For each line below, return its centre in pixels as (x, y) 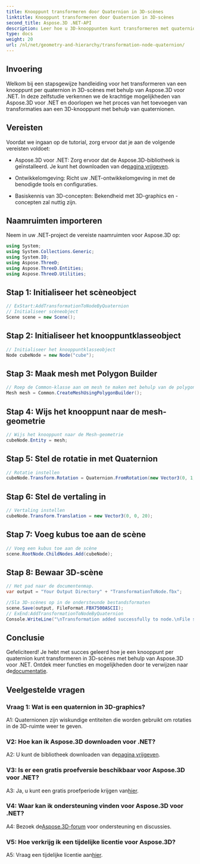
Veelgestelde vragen (46, 690)
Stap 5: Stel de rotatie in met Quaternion (82, 459)
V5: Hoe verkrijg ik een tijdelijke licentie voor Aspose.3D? (91, 842)
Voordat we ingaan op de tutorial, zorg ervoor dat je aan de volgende (91, 142)
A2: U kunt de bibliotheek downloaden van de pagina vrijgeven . (83, 755)
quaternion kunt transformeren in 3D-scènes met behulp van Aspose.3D (95, 658)
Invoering (24, 69)
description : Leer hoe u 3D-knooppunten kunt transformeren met (87, 28)
